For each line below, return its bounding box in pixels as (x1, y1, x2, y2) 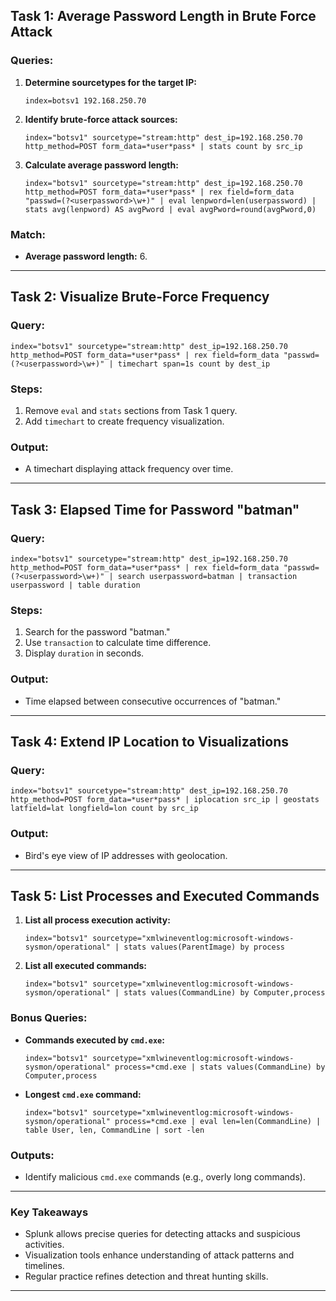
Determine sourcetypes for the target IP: (24, 76, 197, 88)
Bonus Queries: (10, 1011, 88, 1025)
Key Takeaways (10, 1205, 89, 1219)
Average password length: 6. (24, 250, 148, 262)
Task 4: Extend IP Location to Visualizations (10, 733, 290, 750)
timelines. (24, 1260, 65, 1272)
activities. (24, 1239, 65, 1251)
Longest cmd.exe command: (24, 1088, 142, 1100)
